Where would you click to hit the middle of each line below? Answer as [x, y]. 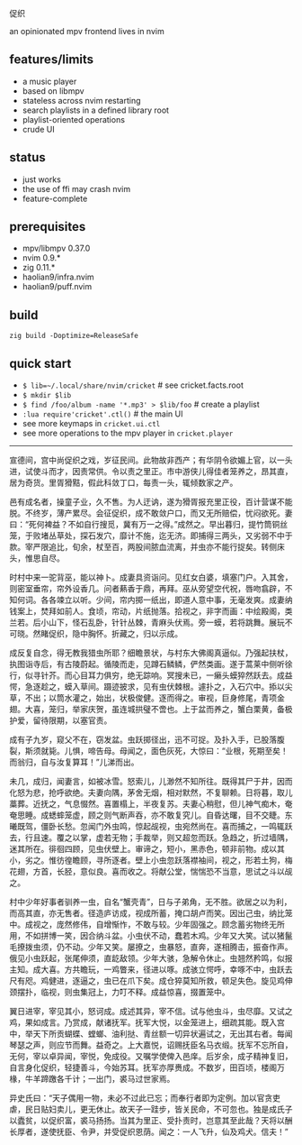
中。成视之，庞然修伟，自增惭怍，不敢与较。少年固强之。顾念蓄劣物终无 [143, 925]
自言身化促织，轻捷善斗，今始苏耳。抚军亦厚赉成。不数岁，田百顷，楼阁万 [147, 1067]
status [28, 157]
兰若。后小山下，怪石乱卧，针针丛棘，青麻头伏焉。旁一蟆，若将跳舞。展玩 [147, 623]
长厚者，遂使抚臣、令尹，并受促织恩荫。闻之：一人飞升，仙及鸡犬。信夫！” [149, 1132]
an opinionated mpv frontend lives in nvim [87, 31]
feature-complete [55, 198]
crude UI [39, 129]
